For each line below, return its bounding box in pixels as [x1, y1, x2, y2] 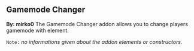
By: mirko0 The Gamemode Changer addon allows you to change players [6, 20, 189, 27]
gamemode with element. [6, 27, 69, 34]
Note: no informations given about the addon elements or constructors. [6, 38, 183, 45]
